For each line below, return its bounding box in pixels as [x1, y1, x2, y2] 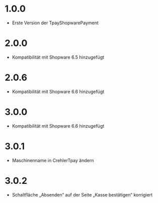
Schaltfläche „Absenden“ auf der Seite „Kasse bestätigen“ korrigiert [12, 191, 153, 197]
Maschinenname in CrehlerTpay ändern [12, 157, 94, 163]
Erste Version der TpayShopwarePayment [12, 20, 99, 26]
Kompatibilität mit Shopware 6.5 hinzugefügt [12, 54, 104, 60]
